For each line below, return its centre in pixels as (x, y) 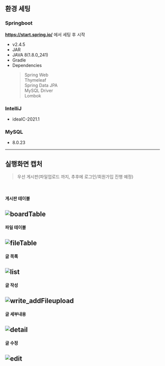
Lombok (33, 95)
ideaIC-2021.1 (26, 119)
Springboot (19, 23)
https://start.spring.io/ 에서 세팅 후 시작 (45, 34)
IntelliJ (14, 108)
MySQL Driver (39, 91)
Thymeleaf (35, 80)
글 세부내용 (15, 314)
